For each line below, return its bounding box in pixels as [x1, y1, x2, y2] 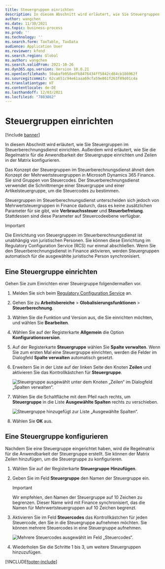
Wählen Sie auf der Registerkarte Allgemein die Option [12, 329, 124, 335]
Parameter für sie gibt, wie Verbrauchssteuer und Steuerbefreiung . [5, 208, 144, 214]
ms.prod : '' [5, 30, 30, 35]
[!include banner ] [5, 132, 40, 138]
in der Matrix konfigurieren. [5, 157, 61, 163]
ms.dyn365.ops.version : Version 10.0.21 [5, 67, 90, 72]
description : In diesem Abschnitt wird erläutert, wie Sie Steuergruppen [5, 12, 160, 17]
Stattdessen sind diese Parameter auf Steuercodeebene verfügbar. [5, 213, 141, 219]
